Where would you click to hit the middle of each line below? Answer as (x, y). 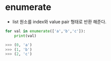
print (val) (25, 36)
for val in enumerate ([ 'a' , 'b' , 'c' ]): (45, 31)
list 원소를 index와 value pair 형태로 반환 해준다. (59, 21)
